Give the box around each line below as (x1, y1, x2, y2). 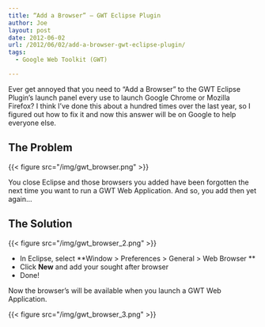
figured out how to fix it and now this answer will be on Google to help (8, 109, 237, 119)
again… (8, 194, 33, 203)
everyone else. (8, 118, 57, 127)
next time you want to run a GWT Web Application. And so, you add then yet (8, 185, 257, 195)
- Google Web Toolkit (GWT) (15, 56, 108, 64)
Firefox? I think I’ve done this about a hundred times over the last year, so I (8, 101, 251, 111)
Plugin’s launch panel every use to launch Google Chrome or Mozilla (8, 93, 231, 102)
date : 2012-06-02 (8, 33, 66, 42)
